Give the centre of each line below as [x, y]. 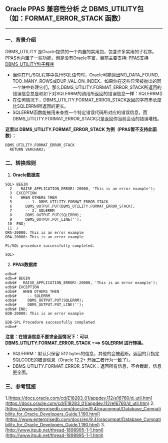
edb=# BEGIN [17, 278]
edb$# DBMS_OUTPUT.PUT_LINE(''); [44, 305]
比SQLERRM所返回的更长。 [40, 106]
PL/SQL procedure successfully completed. [50, 246]
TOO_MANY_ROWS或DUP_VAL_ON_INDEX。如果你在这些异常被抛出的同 [87, 81]
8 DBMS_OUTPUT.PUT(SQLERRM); [45, 215]
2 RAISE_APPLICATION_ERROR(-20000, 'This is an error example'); [82, 189]
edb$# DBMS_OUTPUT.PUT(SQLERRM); [44, 301]
